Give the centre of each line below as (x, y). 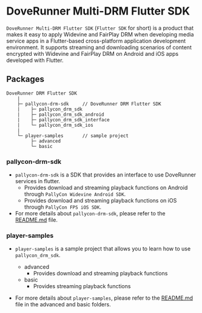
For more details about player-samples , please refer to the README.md (104, 298)
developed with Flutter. (35, 60)
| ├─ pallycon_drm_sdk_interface (64, 119)
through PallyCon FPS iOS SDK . (63, 207)
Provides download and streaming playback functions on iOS (100, 201)
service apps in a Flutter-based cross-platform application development (96, 41)
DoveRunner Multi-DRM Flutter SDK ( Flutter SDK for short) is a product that (100, 28)
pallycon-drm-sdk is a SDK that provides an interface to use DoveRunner (106, 175)
